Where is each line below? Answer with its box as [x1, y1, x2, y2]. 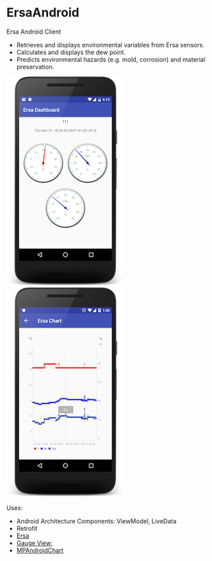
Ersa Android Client [6, 27, 61, 36]
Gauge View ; [16, 538, 53, 547]
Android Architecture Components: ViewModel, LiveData [16, 516, 177, 525]
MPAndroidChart [16, 546, 64, 554]
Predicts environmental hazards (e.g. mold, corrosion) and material [16, 55, 206, 63]
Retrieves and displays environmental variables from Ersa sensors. [16, 40, 205, 49]
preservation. [16, 62, 54, 71]
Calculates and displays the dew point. [16, 48, 126, 56]
